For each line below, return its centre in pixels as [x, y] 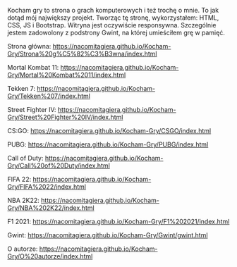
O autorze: [23, 249]
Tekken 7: [22, 88]
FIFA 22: [19, 179]
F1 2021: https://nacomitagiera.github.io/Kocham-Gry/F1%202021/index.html [119, 222]
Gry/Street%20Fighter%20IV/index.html [65, 117]
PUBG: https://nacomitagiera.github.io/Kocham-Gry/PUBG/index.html [108, 144]
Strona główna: [29, 46]
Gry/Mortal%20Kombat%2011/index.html [67, 75]
